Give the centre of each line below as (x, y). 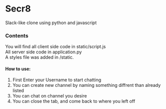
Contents (17, 36)
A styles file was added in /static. (39, 57)
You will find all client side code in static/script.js (56, 47)
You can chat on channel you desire (50, 96)
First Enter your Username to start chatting (57, 80)
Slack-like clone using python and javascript (51, 23)
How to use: (18, 69)
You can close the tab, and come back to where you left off (74, 101)
